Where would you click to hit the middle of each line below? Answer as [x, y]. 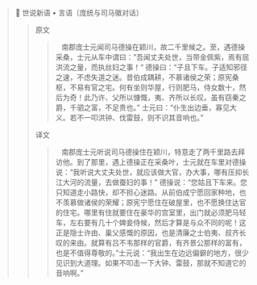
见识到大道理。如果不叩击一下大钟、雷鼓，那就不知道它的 [151, 263]
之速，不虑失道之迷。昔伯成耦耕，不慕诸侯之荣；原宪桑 [147, 77]
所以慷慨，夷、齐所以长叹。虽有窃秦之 [182, 97]
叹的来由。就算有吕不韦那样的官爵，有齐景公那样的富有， [151, 243]
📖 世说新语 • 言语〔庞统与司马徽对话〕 [79, 13]
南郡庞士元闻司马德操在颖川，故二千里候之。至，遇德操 [153, 47]
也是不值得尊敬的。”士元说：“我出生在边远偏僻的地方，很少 [152, 253]
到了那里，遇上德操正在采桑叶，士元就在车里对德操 [162, 162]
